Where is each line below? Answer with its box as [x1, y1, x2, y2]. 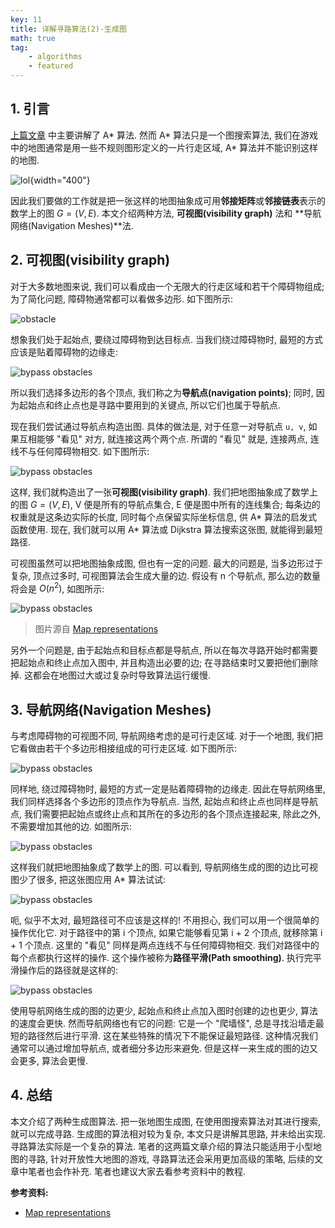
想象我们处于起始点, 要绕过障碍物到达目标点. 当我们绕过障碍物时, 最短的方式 [10, 333, 323, 345]
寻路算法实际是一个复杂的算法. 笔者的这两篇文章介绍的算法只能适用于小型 [10, 1140, 313, 1152]
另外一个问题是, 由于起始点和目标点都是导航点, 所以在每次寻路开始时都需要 [10, 644, 318, 656]
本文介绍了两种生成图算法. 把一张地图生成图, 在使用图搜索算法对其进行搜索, [10, 1115, 321, 1127]
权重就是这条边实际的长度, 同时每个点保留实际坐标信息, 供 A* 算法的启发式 [10, 511, 318, 523]
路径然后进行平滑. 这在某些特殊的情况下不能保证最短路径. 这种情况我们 [27, 1030, 318, 1042]
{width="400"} [29, 174, 91, 186]
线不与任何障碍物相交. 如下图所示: [10, 445, 150, 457]
